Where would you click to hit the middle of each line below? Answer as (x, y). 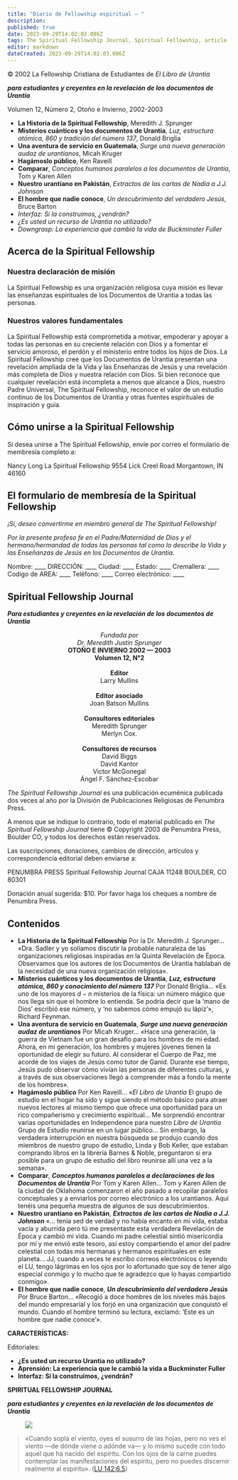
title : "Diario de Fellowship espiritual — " (76, 14)
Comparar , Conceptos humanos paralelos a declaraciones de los (116, 1176)
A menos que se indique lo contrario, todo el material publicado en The (111, 822)
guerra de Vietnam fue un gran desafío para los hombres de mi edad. (119, 1039)
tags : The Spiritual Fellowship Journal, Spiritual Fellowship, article (117, 41)
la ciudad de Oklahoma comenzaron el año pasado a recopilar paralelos (123, 1191)
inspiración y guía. (34, 404)
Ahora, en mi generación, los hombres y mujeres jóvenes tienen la (114, 1047)
